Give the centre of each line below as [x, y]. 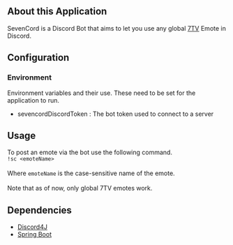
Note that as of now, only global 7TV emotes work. [80, 188]
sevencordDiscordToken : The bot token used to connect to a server [115, 114]
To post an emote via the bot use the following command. [90, 152]
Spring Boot [35, 235]
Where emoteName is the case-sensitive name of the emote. [91, 173]
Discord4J [32, 227]
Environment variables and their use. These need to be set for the [102, 93]
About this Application [57, 12]
